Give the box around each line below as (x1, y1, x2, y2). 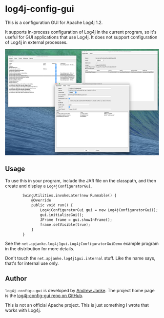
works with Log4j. (5, 307, 41, 313)
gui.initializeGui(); (40, 212, 84, 218)
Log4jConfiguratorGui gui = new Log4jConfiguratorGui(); (40, 207, 159, 213)
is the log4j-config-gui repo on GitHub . (5, 293, 83, 298)
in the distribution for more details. (5, 245, 75, 252)
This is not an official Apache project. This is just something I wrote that (5, 302, 149, 308)
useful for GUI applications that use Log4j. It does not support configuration (5, 34, 158, 40)
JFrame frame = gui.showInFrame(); (40, 217, 112, 222)
